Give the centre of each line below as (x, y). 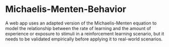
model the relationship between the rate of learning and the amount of (78, 28)
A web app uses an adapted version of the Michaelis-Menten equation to (81, 23)
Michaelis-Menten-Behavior (66, 9)
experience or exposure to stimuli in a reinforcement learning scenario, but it (85, 33)
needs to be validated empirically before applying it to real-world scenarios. (84, 39)
